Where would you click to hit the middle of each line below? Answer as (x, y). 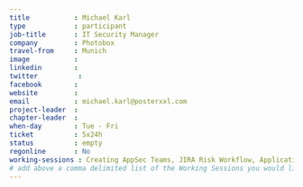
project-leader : (44, 110)
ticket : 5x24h (56, 135)
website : (44, 93)
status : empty (56, 143)
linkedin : (44, 68)
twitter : (46, 76)
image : (44, 59)
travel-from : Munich (58, 51)
